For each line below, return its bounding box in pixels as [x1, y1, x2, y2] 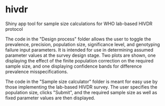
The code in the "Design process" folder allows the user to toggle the [5, 36, 152, 42]
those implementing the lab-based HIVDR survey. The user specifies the [5, 83, 157, 90]
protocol [5, 26, 23, 32]
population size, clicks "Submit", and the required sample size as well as [5, 89, 157, 95]
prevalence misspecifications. [5, 68, 68, 75]
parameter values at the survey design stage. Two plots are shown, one [5, 52, 156, 58]
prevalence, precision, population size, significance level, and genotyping [5, 41, 160, 47]
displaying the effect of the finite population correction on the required [5, 57, 154, 63]
